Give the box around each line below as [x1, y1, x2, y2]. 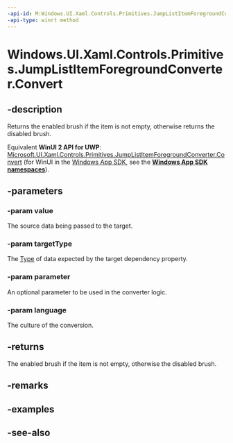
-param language [7, 305, 67, 315]
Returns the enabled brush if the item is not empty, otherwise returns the [7, 122, 215, 131]
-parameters [7, 185, 63, 197]
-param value [7, 206, 53, 215]
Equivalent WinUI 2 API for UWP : [7, 143, 102, 151]
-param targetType [7, 239, 73, 249]
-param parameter [7, 272, 71, 282]
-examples [7, 403, 55, 415]
